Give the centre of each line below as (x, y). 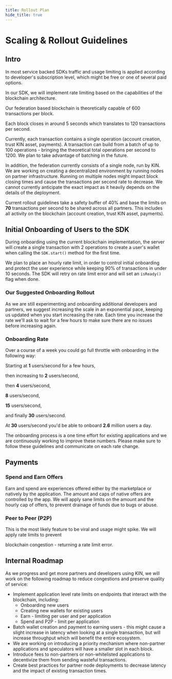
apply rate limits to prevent (34, 534)
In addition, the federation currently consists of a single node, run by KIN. (83, 165)
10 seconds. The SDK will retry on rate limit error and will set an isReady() (83, 274)
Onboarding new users (45, 605)
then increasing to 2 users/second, (42, 376)
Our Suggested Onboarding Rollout (50, 293)
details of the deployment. (33, 192)
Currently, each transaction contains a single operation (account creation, (83, 139)
